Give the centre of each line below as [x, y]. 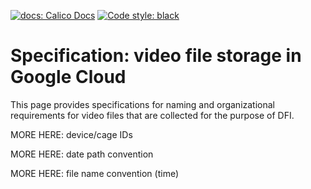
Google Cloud [68, 77]
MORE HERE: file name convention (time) [95, 173]
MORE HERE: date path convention [82, 154]
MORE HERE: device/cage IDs [71, 134]
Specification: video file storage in [156, 56]
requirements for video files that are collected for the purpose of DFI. [152, 115]
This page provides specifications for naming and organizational [143, 104]
